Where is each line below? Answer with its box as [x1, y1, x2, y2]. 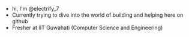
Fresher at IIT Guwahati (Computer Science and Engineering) [11, 24, 163, 31]
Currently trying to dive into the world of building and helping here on [11, 11, 184, 18]
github [11, 18, 28, 24]
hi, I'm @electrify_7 [11, 5, 59, 12]
